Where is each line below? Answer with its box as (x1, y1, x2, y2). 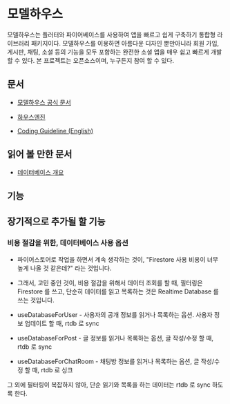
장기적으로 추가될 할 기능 (7, 215, 106, 228)
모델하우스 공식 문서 (17, 98, 71, 106)
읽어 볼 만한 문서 (7, 148, 73, 160)
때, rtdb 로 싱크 (32, 365, 73, 374)
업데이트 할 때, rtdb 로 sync (24, 319, 100, 327)
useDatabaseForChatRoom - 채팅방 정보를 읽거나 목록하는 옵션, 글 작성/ (17, 357, 215, 365)
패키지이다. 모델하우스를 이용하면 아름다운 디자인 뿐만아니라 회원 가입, (30, 39, 220, 47)
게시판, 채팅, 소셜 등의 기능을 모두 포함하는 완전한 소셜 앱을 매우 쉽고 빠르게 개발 (7, 48, 222, 56)
